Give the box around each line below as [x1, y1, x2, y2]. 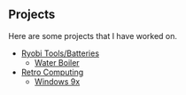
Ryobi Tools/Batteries [20, 48, 99, 59]
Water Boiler [34, 57, 81, 67]
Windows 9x [34, 75, 81, 87]
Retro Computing [20, 67, 84, 77]
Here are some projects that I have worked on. [8, 30, 178, 41]
